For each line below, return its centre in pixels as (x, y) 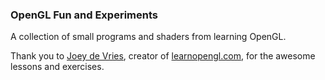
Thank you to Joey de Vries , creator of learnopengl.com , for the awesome (163, 56)
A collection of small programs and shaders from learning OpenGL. (148, 37)
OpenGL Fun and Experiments (84, 15)
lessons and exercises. (57, 67)
